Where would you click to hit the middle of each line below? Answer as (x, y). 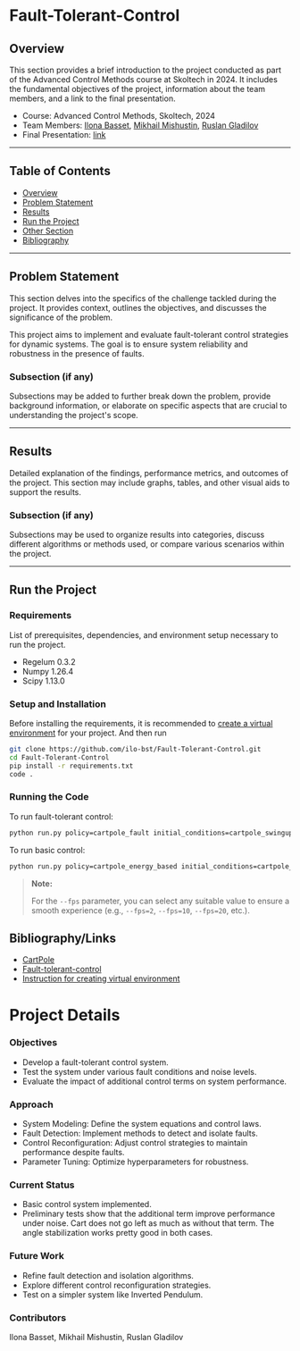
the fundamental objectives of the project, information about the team (137, 89)
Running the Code (49, 797)
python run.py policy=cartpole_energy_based (93, 866)
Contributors (38, 1317)
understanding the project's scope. (74, 415)
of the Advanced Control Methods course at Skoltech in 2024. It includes (144, 80)
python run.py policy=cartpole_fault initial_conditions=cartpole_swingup (151, 833)
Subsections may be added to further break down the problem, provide (140, 396)
